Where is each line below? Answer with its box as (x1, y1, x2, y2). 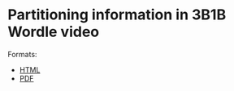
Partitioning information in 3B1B (7, 6, 227, 24)
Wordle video (7, 23, 99, 41)
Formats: (7, 49, 37, 59)
